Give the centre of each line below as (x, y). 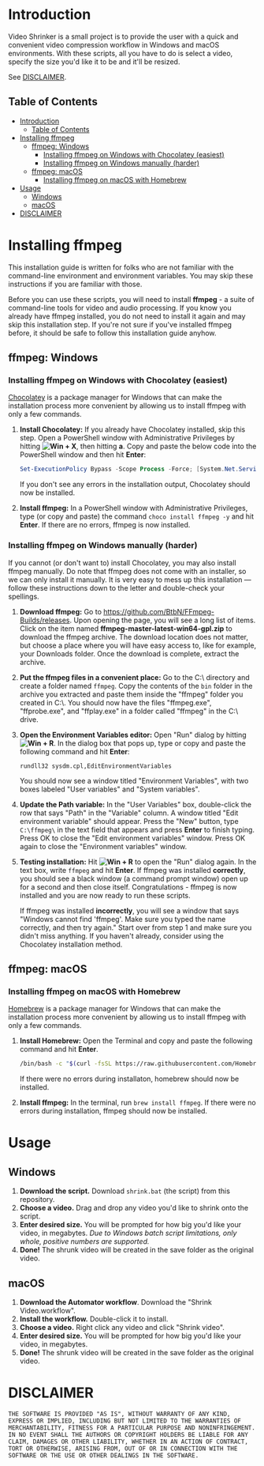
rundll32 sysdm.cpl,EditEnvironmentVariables (95, 766)
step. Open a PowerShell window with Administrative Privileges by (127, 438)
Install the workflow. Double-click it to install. (94, 1319)
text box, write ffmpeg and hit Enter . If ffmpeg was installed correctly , (132, 870)
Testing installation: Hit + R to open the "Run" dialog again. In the (138, 861)
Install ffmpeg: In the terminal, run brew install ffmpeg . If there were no (138, 1103)
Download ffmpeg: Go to (61, 611)
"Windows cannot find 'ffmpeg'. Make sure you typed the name (123, 919)
